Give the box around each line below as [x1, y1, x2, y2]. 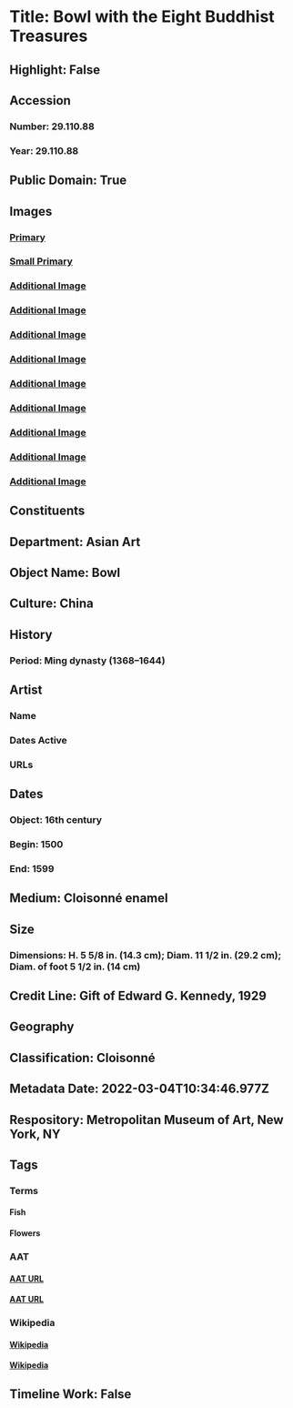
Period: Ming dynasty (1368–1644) [9, 653, 166, 666]
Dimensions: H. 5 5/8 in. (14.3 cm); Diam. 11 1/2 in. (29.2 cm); [9, 948, 282, 961]
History [9, 626, 53, 643]
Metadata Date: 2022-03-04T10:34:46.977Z [9, 1081, 270, 1097]
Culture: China [9, 596, 94, 612]
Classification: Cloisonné [9, 1049, 157, 1066]
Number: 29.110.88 [9, 120, 96, 133]
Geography [9, 1019, 75, 1035]
